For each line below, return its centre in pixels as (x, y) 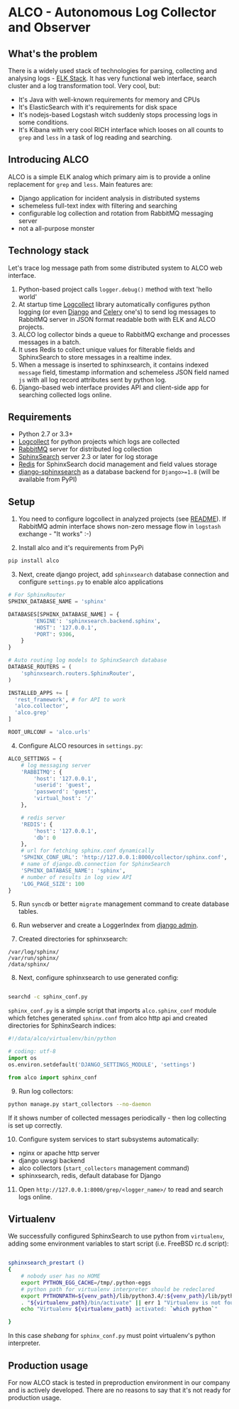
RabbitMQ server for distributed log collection (85, 449)
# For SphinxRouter (37, 595)
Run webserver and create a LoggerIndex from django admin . (108, 925)
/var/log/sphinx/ (34, 952)
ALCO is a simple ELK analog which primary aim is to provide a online (110, 177)
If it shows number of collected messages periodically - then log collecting (117, 1118)
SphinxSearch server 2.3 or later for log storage (88, 457)
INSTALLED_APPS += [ (39, 693)
